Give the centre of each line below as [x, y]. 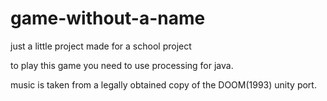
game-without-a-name [108, 18]
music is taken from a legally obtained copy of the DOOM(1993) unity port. [163, 84]
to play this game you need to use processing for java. [122, 65]
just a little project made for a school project [101, 46]
